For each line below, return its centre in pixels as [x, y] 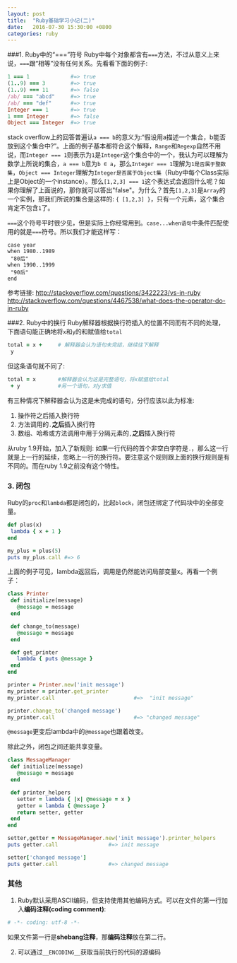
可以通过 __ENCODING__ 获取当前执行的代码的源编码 [89, 952]
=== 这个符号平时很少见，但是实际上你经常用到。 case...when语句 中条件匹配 [115, 223]
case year [22, 245]
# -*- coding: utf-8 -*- [44, 922]
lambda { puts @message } [55, 659]
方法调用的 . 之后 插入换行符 [56, 424]
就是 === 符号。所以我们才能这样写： [71, 232]
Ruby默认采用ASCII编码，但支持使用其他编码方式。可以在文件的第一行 [120, 900]
